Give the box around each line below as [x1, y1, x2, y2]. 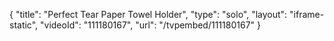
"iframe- [289, 9, 325, 20]
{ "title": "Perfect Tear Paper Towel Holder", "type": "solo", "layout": [9, 9, 288, 20]
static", [9, 19, 39, 31]
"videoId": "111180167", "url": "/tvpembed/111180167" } [40, 19, 261, 31]
